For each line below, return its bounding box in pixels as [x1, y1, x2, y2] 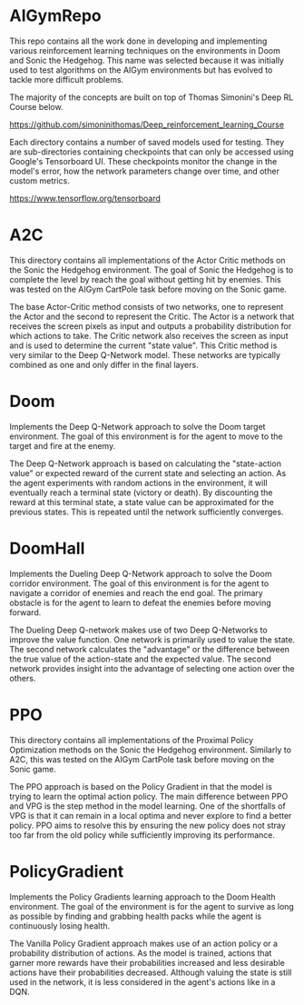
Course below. [9, 101, 64, 112]
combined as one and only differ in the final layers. [9, 359, 199, 370]
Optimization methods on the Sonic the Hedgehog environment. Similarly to [9, 744, 292, 755]
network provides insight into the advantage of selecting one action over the [9, 662, 295, 673]
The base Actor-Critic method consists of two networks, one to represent [9, 301, 284, 312]
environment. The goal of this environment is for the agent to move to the [9, 431, 283, 442]
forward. [9, 606, 42, 618]
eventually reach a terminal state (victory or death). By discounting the [9, 487, 273, 498]
